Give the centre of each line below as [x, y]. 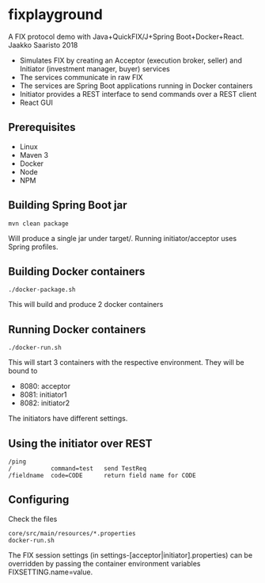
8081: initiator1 [43, 395]
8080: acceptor [45, 386]
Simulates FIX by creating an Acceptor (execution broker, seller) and [131, 60]
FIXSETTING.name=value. [51, 572]
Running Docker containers [77, 330]
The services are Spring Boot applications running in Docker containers [136, 86]
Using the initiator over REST [80, 443]
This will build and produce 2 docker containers [86, 305]
